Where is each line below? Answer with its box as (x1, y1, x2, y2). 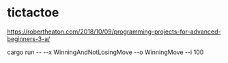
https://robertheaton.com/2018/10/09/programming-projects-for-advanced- (7, 27, 221, 36)
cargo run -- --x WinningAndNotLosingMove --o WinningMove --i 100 (7, 48, 204, 56)
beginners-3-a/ (7, 34, 51, 42)
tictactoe (7, 5, 59, 21)
